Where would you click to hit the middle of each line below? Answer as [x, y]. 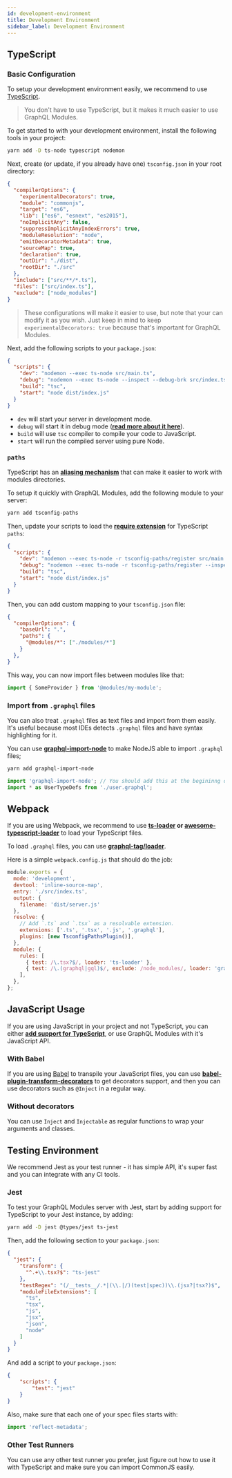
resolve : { [29, 917]
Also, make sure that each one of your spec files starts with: [93, 1414]
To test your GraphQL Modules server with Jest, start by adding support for [115, 1207]
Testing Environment [53, 1150]
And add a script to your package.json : [62, 1363]
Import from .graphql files [51, 705]
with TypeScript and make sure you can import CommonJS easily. [101, 1467]
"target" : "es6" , [45, 209]
